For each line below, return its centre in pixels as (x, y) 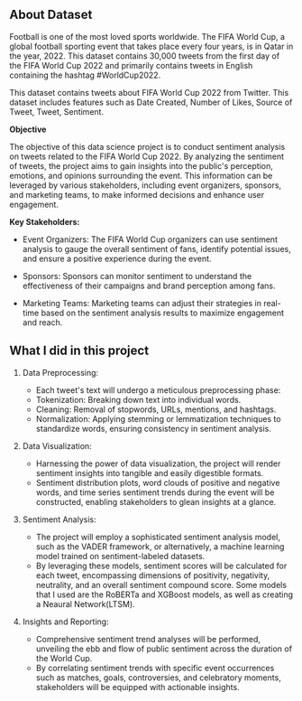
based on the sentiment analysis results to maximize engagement (163, 313)
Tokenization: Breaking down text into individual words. (138, 399)
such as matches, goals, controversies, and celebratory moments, (158, 678)
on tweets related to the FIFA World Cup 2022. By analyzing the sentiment (147, 156)
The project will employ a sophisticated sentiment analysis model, (158, 537)
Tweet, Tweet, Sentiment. (57, 111)
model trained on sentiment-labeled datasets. (120, 556)
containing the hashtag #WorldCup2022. (85, 75)
